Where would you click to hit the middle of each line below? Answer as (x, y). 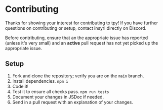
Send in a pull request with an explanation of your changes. (73, 102)
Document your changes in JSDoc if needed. (58, 97)
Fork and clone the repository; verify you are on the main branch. (78, 76)
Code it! (20, 86)
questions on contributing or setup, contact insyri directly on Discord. (76, 28)
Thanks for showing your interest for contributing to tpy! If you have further (81, 23)
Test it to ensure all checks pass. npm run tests (61, 91)
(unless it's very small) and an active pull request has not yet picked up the (81, 43)
